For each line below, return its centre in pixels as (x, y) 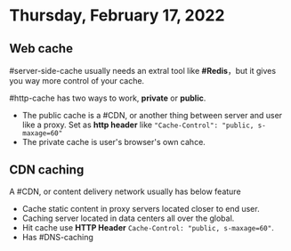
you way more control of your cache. (77, 81)
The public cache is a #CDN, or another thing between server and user (152, 115)
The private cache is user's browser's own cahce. (114, 142)
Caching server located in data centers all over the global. (128, 218)
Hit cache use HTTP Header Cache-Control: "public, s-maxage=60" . (148, 227)
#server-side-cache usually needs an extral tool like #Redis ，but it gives (143, 71)
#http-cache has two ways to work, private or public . (108, 98)
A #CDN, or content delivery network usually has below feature (125, 191)
